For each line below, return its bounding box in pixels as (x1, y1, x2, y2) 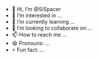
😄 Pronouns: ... (11, 40, 50, 47)
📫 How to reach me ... (11, 31, 67, 38)
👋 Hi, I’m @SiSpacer (11, 6, 61, 12)
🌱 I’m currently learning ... (11, 18, 75, 25)
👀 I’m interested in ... (11, 12, 62, 19)
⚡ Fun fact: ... (11, 46, 45, 53)
